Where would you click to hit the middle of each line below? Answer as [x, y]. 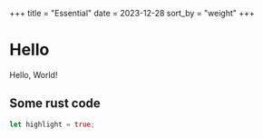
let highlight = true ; [52, 124]
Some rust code [55, 103]
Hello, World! [34, 74]
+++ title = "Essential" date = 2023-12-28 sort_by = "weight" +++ [132, 13]
